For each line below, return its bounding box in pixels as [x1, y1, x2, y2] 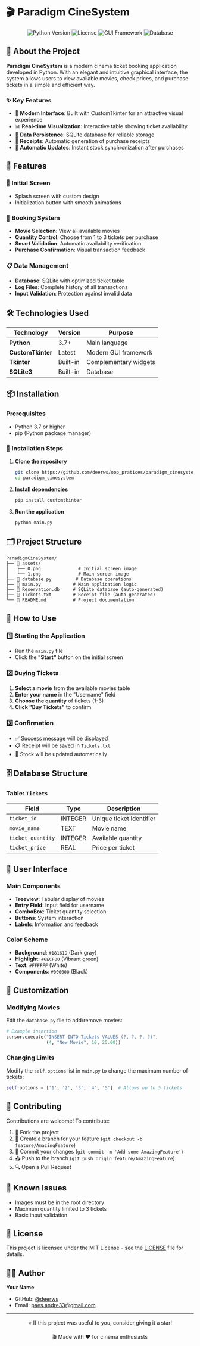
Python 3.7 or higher [14, 423, 65, 430]
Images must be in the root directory [14, 1199, 105, 1206]
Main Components [6, 882, 61, 890]
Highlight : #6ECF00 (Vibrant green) [14, 955, 99, 963]
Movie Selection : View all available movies [14, 228, 120, 235]
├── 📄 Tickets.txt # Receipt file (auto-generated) [6, 592, 156, 598]
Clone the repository [14, 458, 67, 465]
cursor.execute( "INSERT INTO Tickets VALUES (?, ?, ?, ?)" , [6, 1034, 159, 1040]
